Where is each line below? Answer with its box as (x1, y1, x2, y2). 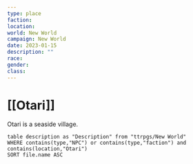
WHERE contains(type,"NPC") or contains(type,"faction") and (7, 139, 187, 147)
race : (7, 55, 23, 62)
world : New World (7, 29, 57, 37)
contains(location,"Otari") (7, 145, 88, 152)
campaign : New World (7, 36, 67, 43)
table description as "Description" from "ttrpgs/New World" (7, 134, 187, 141)
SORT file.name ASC (7, 152, 63, 158)
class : (7, 68, 26, 74)
